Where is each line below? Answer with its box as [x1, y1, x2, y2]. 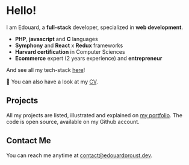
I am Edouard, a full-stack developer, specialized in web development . [6, 24, 184, 31]
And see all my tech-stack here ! [6, 66, 85, 73]
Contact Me [6, 135, 51, 146]
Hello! [6, 4, 37, 18]
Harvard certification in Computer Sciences [14, 48, 125, 55]
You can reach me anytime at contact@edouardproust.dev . [6, 152, 152, 159]
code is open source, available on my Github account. [6, 118, 140, 125]
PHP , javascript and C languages [14, 35, 98, 42]
